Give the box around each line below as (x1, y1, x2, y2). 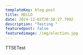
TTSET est (5, 45, 26, 50)
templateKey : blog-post (5, 7, 56, 13)
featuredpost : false (5, 26, 49, 31)
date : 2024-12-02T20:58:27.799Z (5, 17, 73, 22)
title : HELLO (5, 12, 33, 17)
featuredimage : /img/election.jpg (5, 31, 78, 36)
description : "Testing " (5, 21, 58, 27)
